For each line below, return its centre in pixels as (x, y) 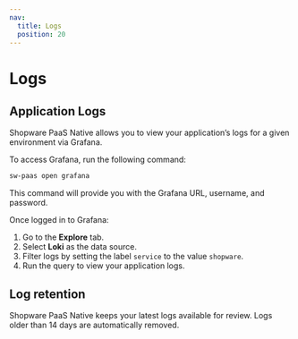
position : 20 (42, 34)
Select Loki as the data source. (79, 247)
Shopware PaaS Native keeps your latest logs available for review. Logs (141, 316)
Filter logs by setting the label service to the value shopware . (133, 257)
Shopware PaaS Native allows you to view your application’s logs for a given (149, 133)
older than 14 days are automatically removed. (94, 325)
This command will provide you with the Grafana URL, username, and (137, 193)
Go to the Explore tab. (63, 237)
